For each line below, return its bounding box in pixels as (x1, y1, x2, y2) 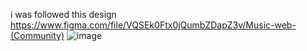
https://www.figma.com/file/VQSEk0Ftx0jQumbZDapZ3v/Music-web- (10, 19, 297, 31)
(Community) (10, 30, 65, 41)
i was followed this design (10, 9, 117, 20)
